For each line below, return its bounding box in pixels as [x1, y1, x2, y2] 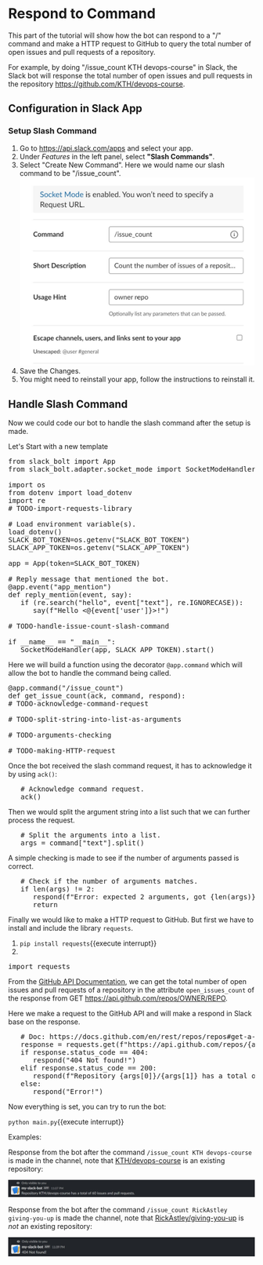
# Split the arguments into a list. [20, 831, 161, 840]
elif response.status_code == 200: [20, 1064, 157, 1073]
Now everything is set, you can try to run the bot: [8, 1102, 167, 1111]
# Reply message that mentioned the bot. [8, 574, 170, 584]
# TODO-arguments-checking [8, 731, 112, 740]
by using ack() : [8, 770, 57, 779]
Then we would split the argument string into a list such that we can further [8, 807, 250, 817]
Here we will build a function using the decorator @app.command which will [8, 660, 243, 669]
